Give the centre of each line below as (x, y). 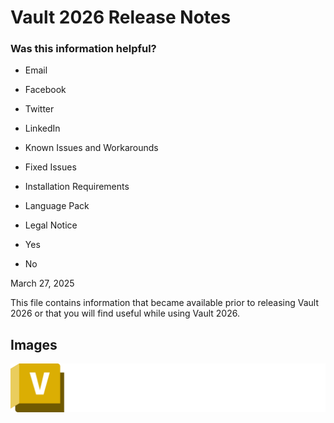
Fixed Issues (50, 167)
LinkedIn (42, 128)
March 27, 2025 (42, 283)
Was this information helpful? (83, 49)
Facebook (45, 90)
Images (34, 344)
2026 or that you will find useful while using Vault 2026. (125, 313)
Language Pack (57, 206)
